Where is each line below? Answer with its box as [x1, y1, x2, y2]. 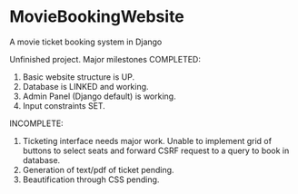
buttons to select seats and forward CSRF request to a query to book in [22, 145, 290, 156]
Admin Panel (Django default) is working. [22, 91, 176, 102]
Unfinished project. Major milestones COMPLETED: [9, 53, 202, 64]
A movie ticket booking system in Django [9, 36, 163, 47]
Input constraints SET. [22, 100, 106, 111]
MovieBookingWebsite [9, 6, 184, 27]
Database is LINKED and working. [22, 81, 149, 92]
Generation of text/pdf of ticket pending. [22, 164, 174, 175]
